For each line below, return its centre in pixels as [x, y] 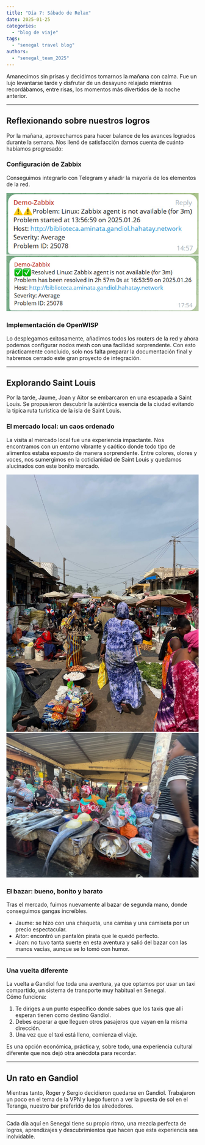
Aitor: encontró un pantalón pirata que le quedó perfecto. [87, 936]
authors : [17, 52]
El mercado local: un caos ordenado [60, 427]
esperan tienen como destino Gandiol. [63, 1015]
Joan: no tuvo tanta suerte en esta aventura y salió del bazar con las [101, 942]
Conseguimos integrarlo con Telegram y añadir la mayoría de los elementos [101, 178]
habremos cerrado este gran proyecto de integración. [74, 358]
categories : [21, 26]
